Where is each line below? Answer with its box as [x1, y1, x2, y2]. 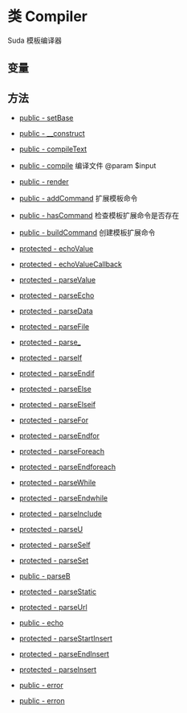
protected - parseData [18, 307, 93, 316]
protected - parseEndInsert [18, 649, 110, 659]
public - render [18, 177, 69, 187]
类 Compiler [7, 7, 87, 26]
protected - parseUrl [18, 603, 87, 612]
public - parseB [18, 571, 71, 581]
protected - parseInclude [18, 509, 102, 519]
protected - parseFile [18, 322, 90, 332]
